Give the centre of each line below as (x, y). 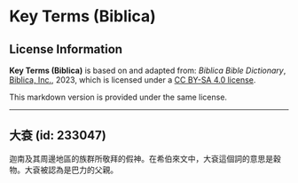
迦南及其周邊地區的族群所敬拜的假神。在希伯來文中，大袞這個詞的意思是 (141, 158)
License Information (66, 49)
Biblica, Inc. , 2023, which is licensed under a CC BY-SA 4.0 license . (133, 80)
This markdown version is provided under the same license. (118, 97)
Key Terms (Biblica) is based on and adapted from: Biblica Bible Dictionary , (148, 70)
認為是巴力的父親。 (82, 170)
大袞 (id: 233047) (58, 135)
